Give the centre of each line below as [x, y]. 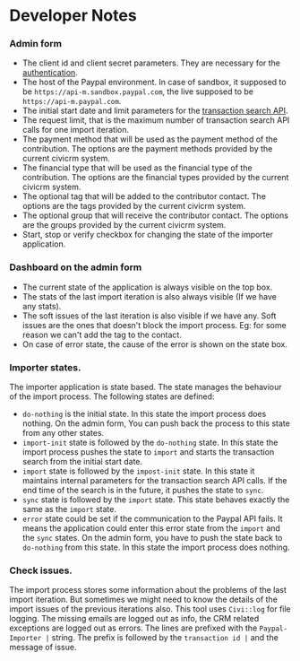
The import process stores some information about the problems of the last [148, 590]
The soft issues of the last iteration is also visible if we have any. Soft [149, 316]
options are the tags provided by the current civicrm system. [134, 206]
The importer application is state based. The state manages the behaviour [146, 387]
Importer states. [45, 367]
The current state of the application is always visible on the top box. [147, 287]
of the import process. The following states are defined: [112, 396]
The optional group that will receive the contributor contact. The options [155, 215]
